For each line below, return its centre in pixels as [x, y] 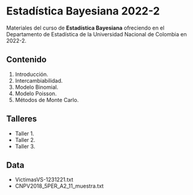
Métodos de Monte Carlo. [47, 100]
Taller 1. [24, 133]
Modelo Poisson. [36, 93]
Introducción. [31, 74]
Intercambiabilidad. [39, 80]
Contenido [27, 59]
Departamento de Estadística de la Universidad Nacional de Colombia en [96, 34]
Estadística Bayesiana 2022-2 [83, 11]
